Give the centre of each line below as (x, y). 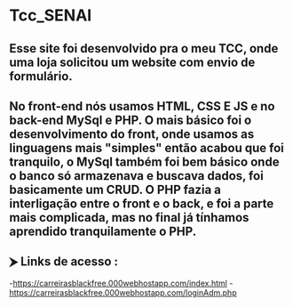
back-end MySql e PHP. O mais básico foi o (131, 120)
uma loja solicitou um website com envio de (132, 62)
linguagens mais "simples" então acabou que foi (146, 148)
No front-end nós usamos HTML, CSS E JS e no (142, 106)
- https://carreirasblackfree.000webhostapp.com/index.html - (121, 283)
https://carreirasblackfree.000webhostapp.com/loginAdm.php (123, 292)
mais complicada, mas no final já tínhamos (129, 218)
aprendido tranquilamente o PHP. (103, 231)
